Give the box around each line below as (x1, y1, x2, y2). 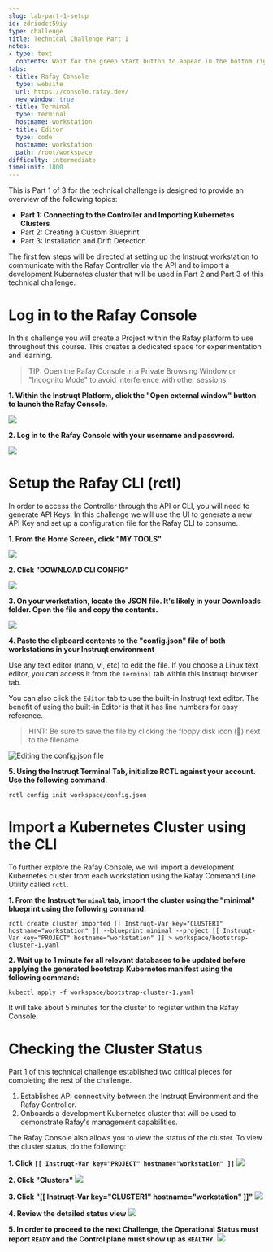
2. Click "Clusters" (8, 1175, 73, 1184)
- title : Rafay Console (8, 72, 89, 81)
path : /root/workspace (15, 148, 93, 156)
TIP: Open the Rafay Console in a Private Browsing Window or (28, 366, 236, 376)
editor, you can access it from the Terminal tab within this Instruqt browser (8, 669, 258, 678)
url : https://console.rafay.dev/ (15, 87, 129, 96)
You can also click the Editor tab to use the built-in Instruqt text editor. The (8, 694, 260, 703)
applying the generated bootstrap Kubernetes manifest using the (8, 964, 233, 974)
